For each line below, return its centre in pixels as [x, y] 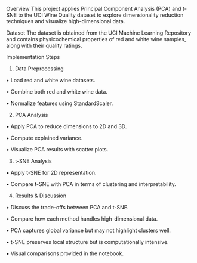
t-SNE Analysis [33, 161]
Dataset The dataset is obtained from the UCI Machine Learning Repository [99, 33]
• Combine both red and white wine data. [57, 92]
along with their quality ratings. [44, 45]
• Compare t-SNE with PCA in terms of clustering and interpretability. [91, 184]
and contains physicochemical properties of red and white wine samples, [96, 39]
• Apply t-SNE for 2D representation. [51, 173]
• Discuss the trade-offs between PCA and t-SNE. [67, 207]
